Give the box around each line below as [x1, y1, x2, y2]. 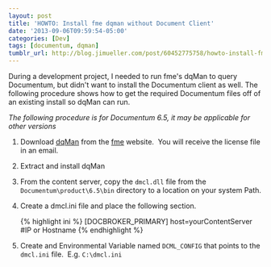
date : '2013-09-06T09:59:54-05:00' [8, 27, 128, 35]
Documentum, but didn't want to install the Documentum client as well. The [8, 80, 258, 90]
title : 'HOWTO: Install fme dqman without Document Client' [8, 19, 215, 27]
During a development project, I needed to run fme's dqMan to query [8, 72, 238, 81]
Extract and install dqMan [19, 161, 106, 170]
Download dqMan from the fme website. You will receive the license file [19, 137, 261, 146]
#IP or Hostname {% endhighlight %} [19, 225, 144, 235]
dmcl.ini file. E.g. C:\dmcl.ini [19, 249, 123, 259]
